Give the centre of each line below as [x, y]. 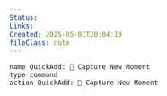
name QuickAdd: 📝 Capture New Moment [80, 67]
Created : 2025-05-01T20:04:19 [66, 34]
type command [34, 75]
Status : [24, 17]
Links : [22, 26]
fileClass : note [40, 43]
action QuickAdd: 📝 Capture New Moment [84, 83]
